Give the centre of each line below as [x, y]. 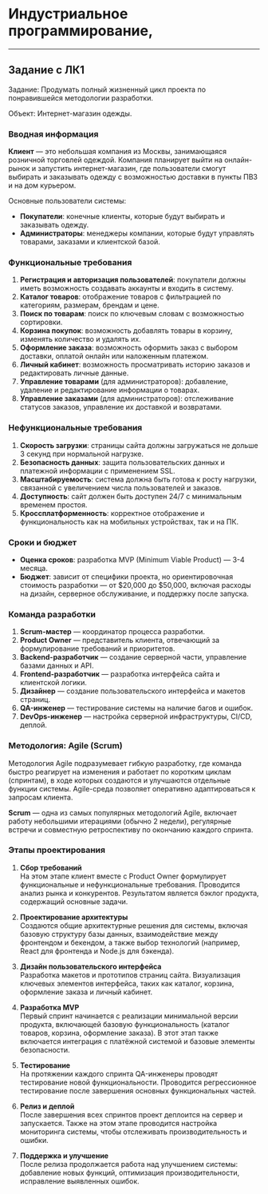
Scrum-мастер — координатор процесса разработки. [112, 632]
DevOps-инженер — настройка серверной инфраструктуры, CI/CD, [136, 716]
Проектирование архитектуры [74, 917]
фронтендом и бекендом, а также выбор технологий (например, [130, 942]
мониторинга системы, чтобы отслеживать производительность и [133, 1132]
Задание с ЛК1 [47, 70]
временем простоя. [53, 505]
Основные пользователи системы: [67, 201]
